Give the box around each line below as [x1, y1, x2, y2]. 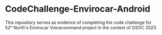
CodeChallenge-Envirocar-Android [5, 3, 151, 15]
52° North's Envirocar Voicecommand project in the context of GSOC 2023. [5, 24, 158, 30]
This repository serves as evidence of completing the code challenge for [5, 19, 152, 25]
